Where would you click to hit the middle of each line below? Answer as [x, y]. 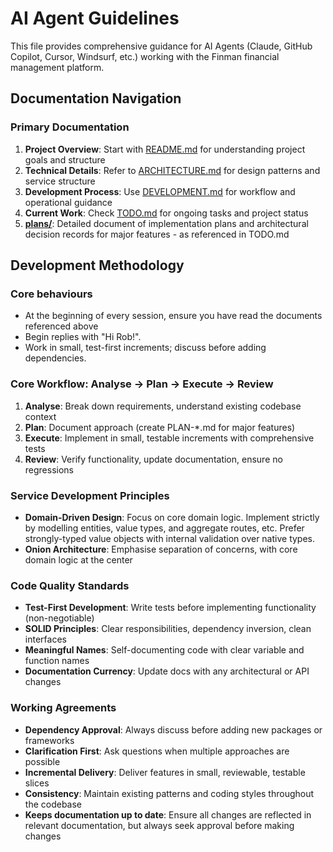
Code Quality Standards [70, 585]
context [40, 416]
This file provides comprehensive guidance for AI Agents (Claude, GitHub [161, 46]
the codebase [53, 804]
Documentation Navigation [96, 98]
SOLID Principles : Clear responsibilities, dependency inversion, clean [168, 629]
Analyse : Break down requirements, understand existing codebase [163, 406]
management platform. [57, 67]
